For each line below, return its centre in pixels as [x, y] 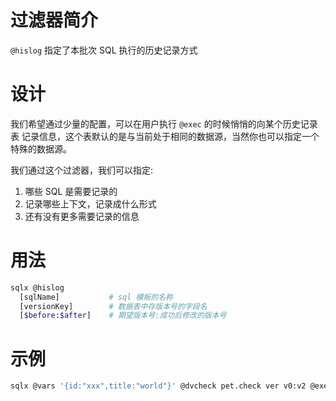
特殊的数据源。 [41, 148]
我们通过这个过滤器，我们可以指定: [82, 170]
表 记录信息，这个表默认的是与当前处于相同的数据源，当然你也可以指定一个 [165, 136]
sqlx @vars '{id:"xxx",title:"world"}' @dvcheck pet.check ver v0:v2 [158, 386]
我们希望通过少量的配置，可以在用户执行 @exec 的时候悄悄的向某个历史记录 [164, 123]
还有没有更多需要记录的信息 [82, 216]
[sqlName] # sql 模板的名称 [96, 297]
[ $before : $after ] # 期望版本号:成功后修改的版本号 [123, 316]
